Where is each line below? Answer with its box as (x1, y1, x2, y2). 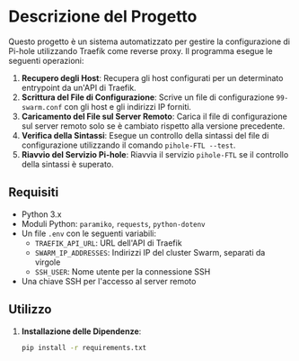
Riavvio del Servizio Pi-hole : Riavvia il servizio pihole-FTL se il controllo (21, 149, 289, 159)
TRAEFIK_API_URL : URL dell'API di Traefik (34, 237, 182, 248)
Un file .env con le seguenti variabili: (21, 228, 157, 239)
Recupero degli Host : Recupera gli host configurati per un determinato (21, 72, 284, 83)
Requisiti (8, 185, 59, 200)
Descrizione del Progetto (8, 6, 198, 27)
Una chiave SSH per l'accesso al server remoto (21, 275, 197, 286)
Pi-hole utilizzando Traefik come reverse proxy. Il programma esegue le (8, 45, 273, 56)
